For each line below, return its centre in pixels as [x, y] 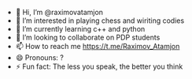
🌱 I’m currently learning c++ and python [80, 29]
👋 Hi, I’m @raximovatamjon [59, 12]
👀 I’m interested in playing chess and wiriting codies [100, 21]
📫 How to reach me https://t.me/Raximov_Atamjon [98, 46]
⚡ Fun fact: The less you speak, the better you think [99, 66]
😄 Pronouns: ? [40, 58]
